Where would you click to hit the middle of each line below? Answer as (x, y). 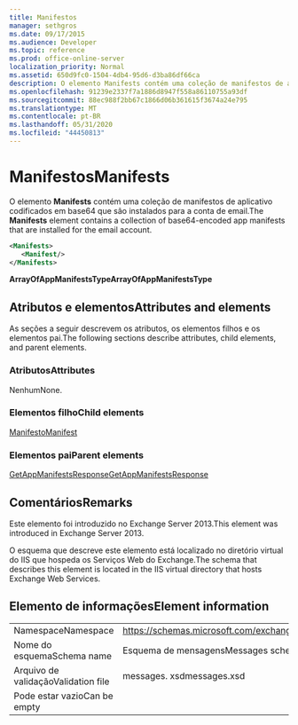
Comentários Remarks (71, 502)
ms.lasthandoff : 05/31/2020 (61, 125)
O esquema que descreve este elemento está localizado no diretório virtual (146, 550)
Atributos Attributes (52, 371)
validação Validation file (62, 682)
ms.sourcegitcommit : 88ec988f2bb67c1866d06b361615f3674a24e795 (129, 100)
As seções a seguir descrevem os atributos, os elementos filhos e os (135, 328)
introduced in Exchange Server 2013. (77, 532)
